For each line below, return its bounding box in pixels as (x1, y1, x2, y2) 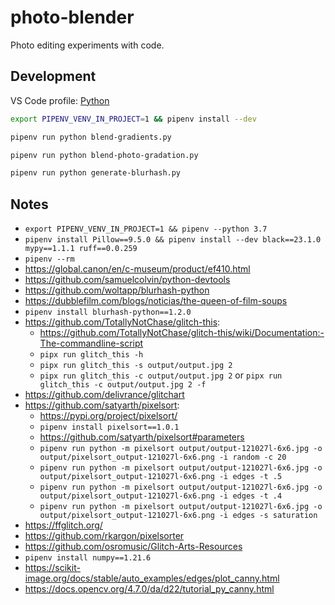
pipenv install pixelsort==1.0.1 (39, 422, 180, 433)
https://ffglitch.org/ (24, 519, 103, 531)
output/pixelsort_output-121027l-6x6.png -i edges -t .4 (39, 491, 283, 501)
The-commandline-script (39, 337, 144, 350)
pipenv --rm (24, 254, 75, 265)
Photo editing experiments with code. (10, 39, 165, 51)
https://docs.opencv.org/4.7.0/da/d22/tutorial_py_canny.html (24, 583, 275, 595)
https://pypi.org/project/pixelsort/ (39, 410, 178, 422)
